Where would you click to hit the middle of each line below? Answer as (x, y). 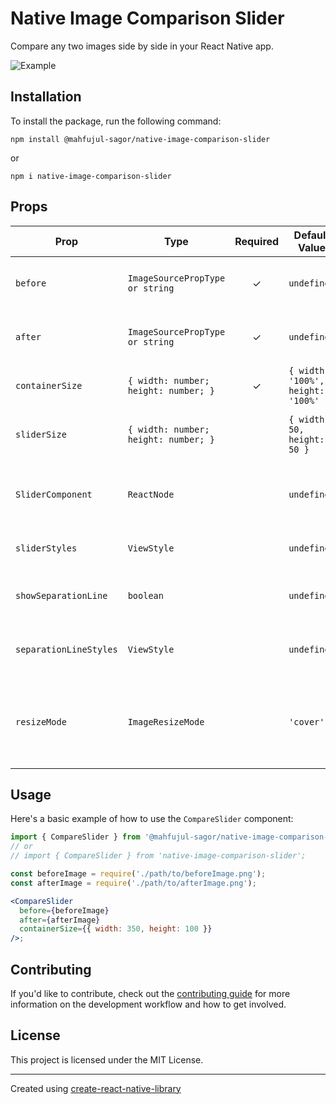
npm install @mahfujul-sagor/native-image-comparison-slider (140, 139)
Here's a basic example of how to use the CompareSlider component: (152, 819)
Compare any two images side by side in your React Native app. (142, 46)
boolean (145, 595)
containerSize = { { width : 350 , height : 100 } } (116, 929)
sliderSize (41, 434)
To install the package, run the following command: (116, 121)
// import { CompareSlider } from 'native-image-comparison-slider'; (158, 856)
